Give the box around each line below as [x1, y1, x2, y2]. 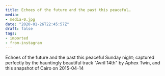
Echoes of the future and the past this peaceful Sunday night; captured [5, 54, 154, 60]
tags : [5, 31, 17, 36]
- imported [5, 36, 29, 41]
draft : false [5, 26, 33, 31]
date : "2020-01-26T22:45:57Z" [5, 21, 70, 27]
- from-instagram [5, 41, 42, 46]
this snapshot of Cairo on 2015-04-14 [5, 65, 84, 71]
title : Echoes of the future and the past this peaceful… [5, 7, 131, 13]
